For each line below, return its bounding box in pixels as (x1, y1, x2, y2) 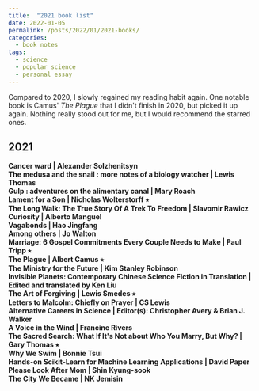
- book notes (15, 41, 59, 49)
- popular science (15, 63, 77, 71)
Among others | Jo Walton (8, 229, 97, 238)
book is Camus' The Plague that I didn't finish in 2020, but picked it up (8, 101, 238, 110)
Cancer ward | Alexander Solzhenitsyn (8, 161, 139, 171)
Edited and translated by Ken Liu (8, 280, 117, 290)
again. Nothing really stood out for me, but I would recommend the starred (8, 108, 251, 119)
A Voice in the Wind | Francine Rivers (8, 323, 133, 332)
